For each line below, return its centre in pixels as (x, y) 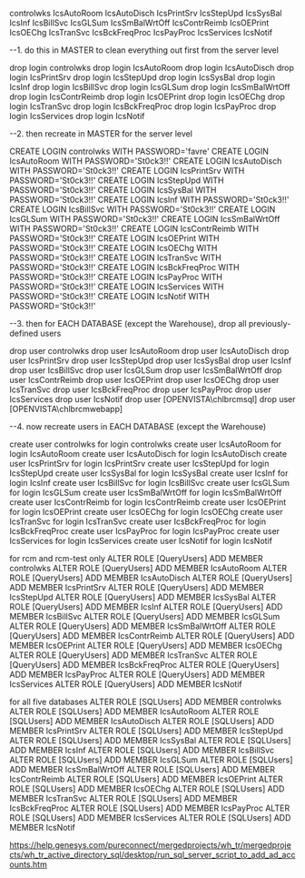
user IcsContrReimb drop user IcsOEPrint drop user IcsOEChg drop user (144, 380)
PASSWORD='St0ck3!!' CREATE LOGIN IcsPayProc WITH (116, 277)
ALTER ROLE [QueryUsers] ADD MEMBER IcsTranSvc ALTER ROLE (133, 655)
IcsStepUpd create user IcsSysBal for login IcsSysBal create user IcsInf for (149, 473)
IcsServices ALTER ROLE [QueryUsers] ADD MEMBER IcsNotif (126, 684)
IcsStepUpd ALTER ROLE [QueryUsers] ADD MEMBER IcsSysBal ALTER (143, 597)
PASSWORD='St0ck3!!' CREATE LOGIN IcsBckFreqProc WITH (124, 267)
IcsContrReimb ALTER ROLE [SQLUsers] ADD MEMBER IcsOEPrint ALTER (146, 779)
